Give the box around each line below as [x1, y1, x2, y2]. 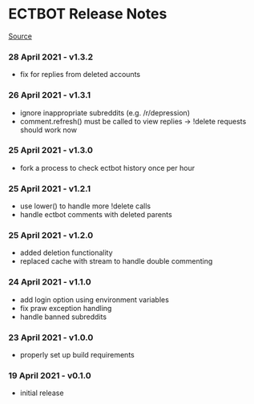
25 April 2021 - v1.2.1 [8, 183, 91, 194]
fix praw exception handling [19, 303, 112, 313]
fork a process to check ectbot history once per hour [19, 163, 195, 172]
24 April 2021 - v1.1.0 [8, 277, 91, 288]
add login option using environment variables [19, 294, 170, 305]
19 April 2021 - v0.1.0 [8, 370, 92, 381]
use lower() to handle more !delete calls [19, 201, 151, 211]
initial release [19, 388, 64, 398]
